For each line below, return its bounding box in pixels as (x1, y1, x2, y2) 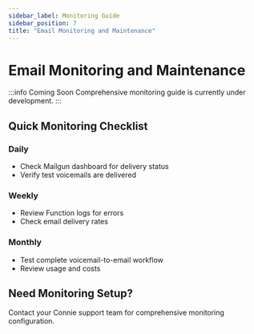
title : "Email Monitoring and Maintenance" (8, 26, 156, 34)
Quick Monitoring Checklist (8, 119, 148, 133)
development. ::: (8, 96, 62, 106)
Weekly (8, 190, 38, 201)
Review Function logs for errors (19, 208, 124, 218)
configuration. (8, 316, 54, 326)
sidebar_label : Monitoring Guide (8, 11, 120, 20)
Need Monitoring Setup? (8, 286, 134, 300)
